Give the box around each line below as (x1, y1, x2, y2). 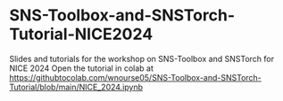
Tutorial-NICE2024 (9, 24, 154, 44)
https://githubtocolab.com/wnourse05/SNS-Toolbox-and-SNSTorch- (9, 72, 262, 82)
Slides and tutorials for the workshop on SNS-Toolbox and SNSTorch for (9, 53, 275, 64)
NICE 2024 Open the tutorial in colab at (9, 63, 154, 74)
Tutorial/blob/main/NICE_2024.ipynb (9, 82, 144, 92)
